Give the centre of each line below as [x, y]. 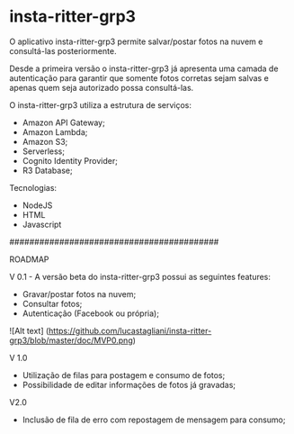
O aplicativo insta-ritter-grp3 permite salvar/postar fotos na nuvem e [136, 41]
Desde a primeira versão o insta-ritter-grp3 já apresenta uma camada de [144, 68]
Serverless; [44, 151]
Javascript [42, 224]
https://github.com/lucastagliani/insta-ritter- [130, 330]
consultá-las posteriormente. [63, 50]
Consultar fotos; [52, 303]
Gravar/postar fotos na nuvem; [79, 294]
